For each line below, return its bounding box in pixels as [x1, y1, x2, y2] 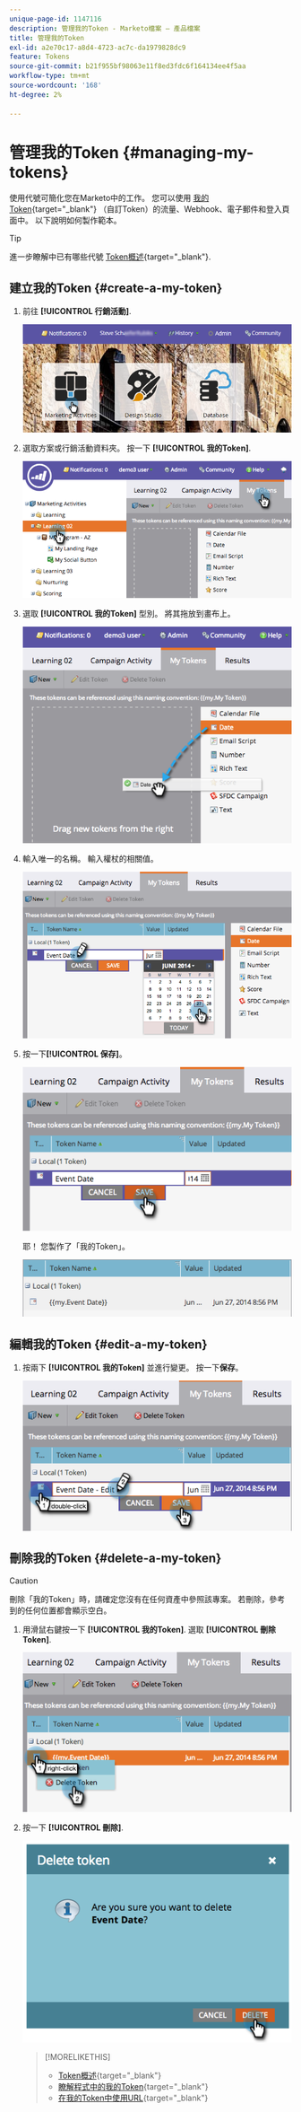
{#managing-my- [122, 142, 254, 162]
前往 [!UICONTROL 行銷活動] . [21, 306, 132, 317]
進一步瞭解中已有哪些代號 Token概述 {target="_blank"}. [9, 251, 211, 262]
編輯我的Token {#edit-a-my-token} [9, 1336, 208, 1352]
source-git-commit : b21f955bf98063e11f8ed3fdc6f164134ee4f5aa [9, 62, 246, 71]
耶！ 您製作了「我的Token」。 [21, 1240, 130, 1251]
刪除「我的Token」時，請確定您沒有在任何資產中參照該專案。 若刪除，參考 [9, 1593, 286, 1604]
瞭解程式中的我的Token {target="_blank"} [57, 2081, 209, 2092]
